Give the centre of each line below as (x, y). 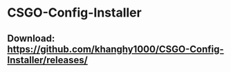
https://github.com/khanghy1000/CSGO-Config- (115, 49)
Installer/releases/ (47, 60)
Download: (31, 38)
